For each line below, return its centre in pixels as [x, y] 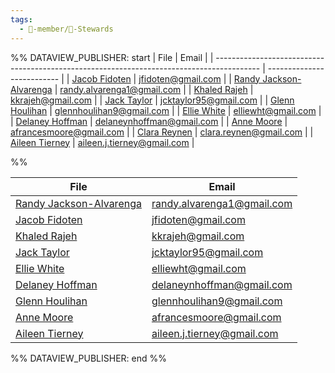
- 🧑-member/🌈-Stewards [66, 29]
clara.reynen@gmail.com [251, 132]
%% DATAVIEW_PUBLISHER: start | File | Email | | [112, 57]
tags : [21, 19]
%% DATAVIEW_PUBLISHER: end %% [88, 358]
